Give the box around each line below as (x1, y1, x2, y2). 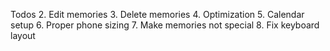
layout (10, 30, 36, 41)
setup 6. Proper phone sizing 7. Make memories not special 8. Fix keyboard (10, 19, 320, 31)
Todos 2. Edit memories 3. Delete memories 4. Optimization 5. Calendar (10, 9, 305, 20)
